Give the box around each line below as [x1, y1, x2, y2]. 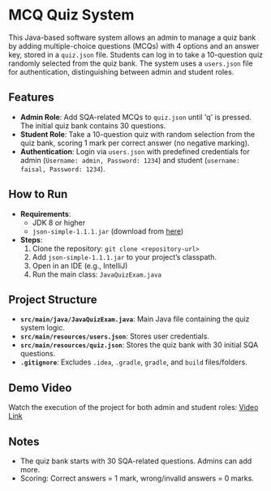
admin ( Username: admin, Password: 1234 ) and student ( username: [19, 155, 241, 165]
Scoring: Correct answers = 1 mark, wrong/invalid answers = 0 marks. [19, 473, 254, 483]
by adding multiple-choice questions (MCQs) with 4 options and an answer [8, 41, 260, 50]
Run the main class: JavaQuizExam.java [32, 269, 162, 279]
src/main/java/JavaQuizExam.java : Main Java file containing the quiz [19, 314, 250, 324]
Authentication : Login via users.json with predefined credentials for [19, 146, 250, 156]
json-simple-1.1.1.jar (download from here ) [32, 226, 184, 236]
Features [8, 91, 54, 105]
